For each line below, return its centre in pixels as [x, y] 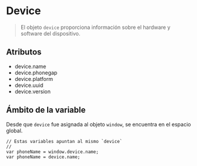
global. [14, 131]
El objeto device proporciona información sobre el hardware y [96, 27]
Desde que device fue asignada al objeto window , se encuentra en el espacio [98, 124]
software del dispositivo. [50, 33]
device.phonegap [36, 73]
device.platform [34, 79]
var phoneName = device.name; [43, 157]
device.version [33, 91]
